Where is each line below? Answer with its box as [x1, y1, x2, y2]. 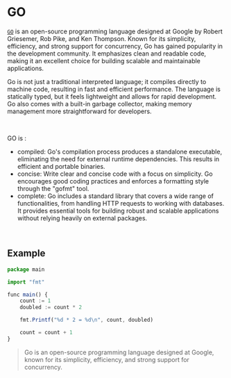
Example [7, 247, 46, 259]
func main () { [7, 291, 49, 298]
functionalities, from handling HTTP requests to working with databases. [17, 199, 225, 207]
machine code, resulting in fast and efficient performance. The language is [7, 85, 221, 93]
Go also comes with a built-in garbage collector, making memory [7, 99, 192, 108]
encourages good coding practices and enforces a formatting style [17, 176, 209, 185]
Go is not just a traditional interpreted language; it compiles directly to [7, 77, 207, 85]
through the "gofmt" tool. [17, 184, 89, 192]
